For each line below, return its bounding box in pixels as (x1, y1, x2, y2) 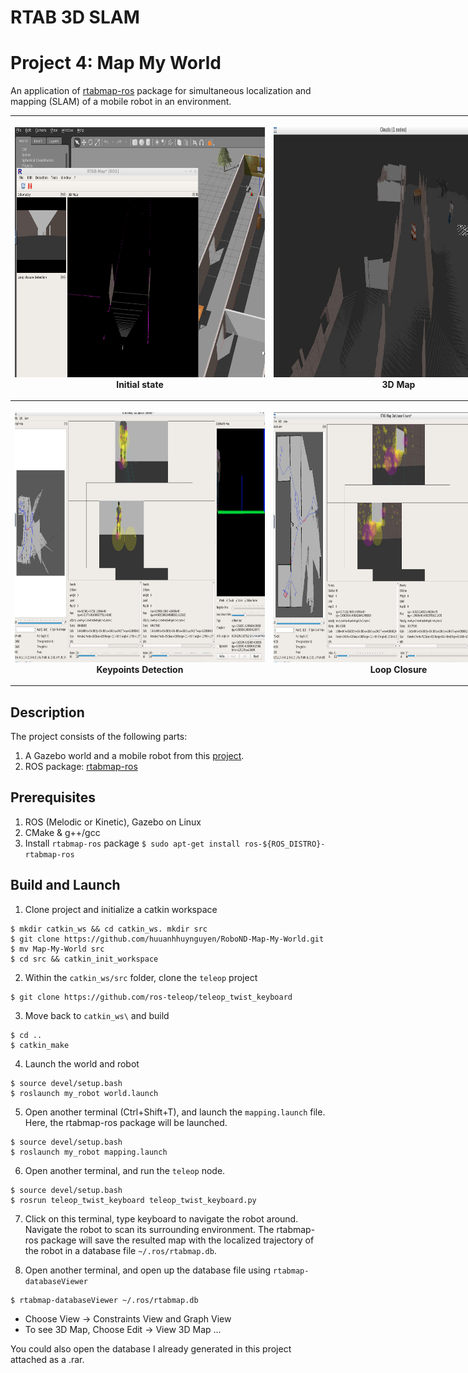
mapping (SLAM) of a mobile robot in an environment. (10, 96, 232, 108)
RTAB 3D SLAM (10, 6, 140, 29)
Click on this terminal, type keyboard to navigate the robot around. (24, 1212, 299, 1225)
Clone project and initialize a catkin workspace (24, 903, 218, 915)
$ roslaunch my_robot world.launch (10, 1088, 159, 1098)
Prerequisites (10, 789, 96, 806)
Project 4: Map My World (10, 52, 222, 75)
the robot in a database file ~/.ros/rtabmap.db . (24, 1244, 217, 1256)
